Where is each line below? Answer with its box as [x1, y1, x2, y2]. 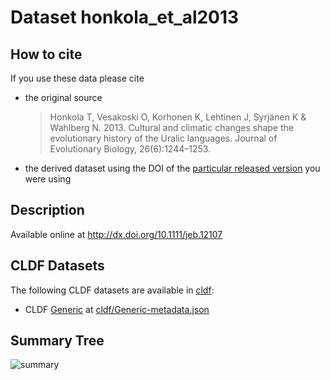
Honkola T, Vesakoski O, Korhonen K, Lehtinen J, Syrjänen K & [49, 111, 307, 123]
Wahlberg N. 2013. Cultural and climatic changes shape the [49, 122, 294, 133]
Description [10, 202, 85, 219]
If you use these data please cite [10, 72, 145, 84]
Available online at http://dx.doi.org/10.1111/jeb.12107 [10, 228, 223, 240]
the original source [24, 92, 103, 103]
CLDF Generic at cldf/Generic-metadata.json [24, 303, 210, 315]
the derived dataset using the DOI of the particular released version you [24, 162, 321, 174]
